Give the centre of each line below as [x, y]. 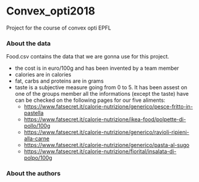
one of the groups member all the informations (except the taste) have [102, 94]
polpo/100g [38, 158]
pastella [34, 113]
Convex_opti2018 [51, 11]
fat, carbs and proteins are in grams [59, 81]
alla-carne [37, 139]
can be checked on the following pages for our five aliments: [90, 100]
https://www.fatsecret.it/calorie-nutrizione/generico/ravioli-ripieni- [106, 132]
